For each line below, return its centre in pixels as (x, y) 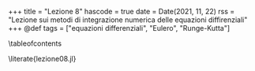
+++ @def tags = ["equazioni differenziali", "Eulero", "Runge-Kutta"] (119, 28)
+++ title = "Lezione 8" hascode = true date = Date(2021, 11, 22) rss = (122, 11)
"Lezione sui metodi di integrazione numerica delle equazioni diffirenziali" (128, 20)
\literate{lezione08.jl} (42, 59)
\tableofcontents (35, 43)
